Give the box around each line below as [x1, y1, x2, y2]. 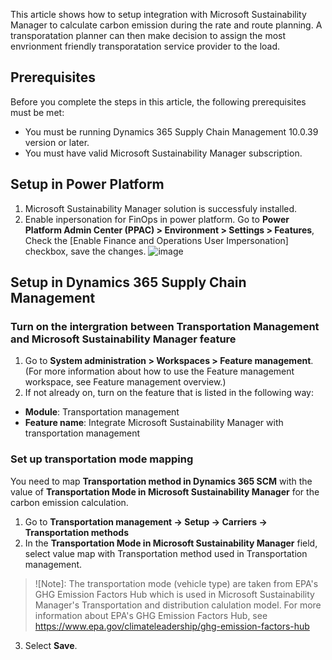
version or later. [24, 136, 90, 148]
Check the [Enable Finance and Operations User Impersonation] [24, 234, 289, 246]
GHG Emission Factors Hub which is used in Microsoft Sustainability [34, 588, 315, 600]
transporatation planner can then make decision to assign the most [10, 30, 287, 41]
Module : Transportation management [24, 406, 180, 418]
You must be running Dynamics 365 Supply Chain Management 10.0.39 [24, 125, 319, 138]
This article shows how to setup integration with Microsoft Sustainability [10, 9, 307, 20]
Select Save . [24, 639, 78, 651]
